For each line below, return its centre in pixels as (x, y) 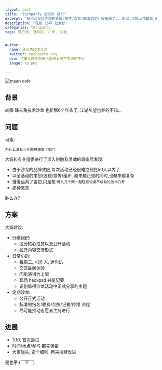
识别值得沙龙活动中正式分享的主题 (53, 286)
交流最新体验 (32, 268)
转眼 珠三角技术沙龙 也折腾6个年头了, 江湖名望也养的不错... (63, 110)
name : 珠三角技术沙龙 (28, 49)
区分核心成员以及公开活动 (45, 243)
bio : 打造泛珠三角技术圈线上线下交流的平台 (47, 59)
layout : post (18, 9)
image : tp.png (23, 63)
